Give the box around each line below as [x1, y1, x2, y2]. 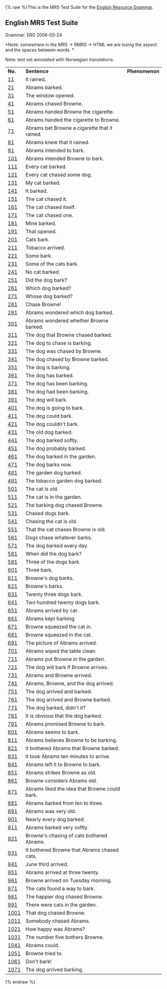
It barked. [25, 187, 48, 194]
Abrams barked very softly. [25, 824, 89, 831]
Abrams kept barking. [25, 615, 76, 622]
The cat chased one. [25, 211, 74, 218]
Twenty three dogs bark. [25, 591, 83, 597]
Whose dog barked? [25, 293, 73, 300]
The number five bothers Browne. [25, 934, 104, 941]
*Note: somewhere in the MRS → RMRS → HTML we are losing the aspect [5, 41, 157, 47]
